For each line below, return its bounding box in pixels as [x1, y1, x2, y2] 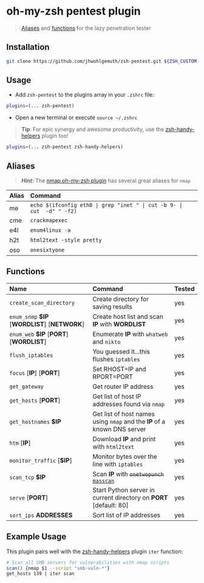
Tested [174, 284, 195, 293]
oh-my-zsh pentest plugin [6, 4, 141, 18]
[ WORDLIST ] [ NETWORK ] [9, 319, 85, 328]
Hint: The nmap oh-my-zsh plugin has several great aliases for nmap [21, 177, 191, 184]
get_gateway [9, 383, 44, 390]
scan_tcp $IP [9, 473, 46, 481]
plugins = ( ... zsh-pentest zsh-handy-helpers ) [6, 144, 123, 150]
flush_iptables [9, 352, 53, 358]
